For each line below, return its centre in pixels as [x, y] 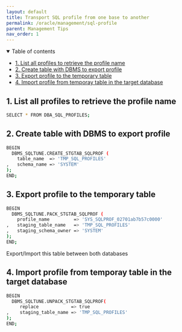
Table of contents [33, 51]
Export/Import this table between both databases [67, 253]
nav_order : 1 [23, 34]
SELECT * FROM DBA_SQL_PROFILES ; [48, 115]
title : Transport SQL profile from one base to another [78, 17]
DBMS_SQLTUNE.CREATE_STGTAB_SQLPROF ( [61, 153]
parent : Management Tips [37, 29]
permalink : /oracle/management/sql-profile [62, 23]
